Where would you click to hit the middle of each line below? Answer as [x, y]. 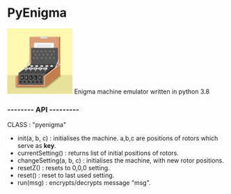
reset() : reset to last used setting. [66, 175]
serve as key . [37, 146]
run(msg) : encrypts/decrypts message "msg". [84, 183]
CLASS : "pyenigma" [37, 125]
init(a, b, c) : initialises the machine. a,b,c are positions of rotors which [118, 138]
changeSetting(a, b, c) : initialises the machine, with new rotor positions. [121, 161]
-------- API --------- [43, 110]
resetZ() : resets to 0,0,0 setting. [63, 168]
